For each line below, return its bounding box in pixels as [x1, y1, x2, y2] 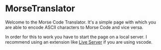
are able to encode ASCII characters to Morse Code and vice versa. [5, 24, 144, 30]
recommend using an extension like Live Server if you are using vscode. [5, 39, 153, 45]
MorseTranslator [5, 3, 76, 14]
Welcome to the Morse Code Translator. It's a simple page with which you [5, 19, 157, 25]
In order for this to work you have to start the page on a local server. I [5, 34, 147, 40]
